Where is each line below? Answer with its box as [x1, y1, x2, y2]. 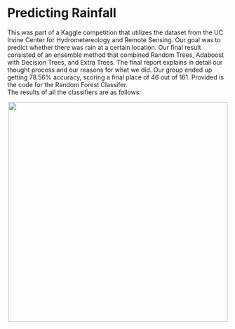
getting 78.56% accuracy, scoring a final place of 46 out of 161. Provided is [7, 72, 224, 82]
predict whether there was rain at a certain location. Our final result [7, 43, 201, 51]
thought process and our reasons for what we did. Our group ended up [7, 65, 213, 74]
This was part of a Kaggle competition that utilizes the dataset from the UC [7, 28, 224, 37]
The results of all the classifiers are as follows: [7, 88, 142, 96]
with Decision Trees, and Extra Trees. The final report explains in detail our [7, 58, 223, 66]
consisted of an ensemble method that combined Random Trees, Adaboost [7, 51, 224, 59]
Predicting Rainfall [7, 5, 117, 21]
